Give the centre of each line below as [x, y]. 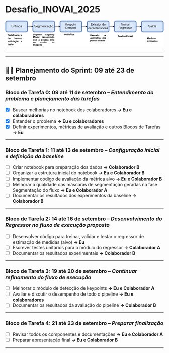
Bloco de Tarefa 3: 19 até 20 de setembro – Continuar [71, 271]
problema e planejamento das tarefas [52, 99]
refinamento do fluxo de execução [48, 277]
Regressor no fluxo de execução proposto [57, 225]
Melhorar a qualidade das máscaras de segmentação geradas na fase [85, 185]
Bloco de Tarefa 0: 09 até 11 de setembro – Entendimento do [79, 93]
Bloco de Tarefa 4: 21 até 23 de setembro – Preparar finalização [84, 323]
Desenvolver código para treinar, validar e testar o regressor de [78, 236]
